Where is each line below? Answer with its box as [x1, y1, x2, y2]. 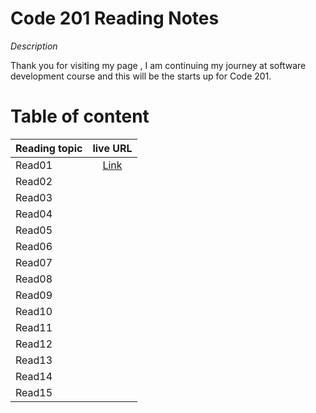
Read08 [15, 272, 53, 286]
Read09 [15, 288, 53, 302]
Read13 [15, 353, 53, 367]
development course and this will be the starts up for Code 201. [10, 70, 272, 82]
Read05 [15, 223, 53, 237]
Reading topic [15, 141, 83, 155]
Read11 [15, 320, 53, 334]
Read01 [15, 158, 53, 172]
